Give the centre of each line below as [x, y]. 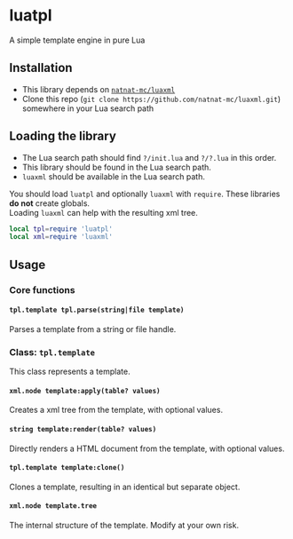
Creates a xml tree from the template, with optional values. [116, 410]
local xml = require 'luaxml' [61, 237]
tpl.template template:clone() [67, 468]
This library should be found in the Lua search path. [116, 167]
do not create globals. [50, 203]
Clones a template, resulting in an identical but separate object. [125, 487]
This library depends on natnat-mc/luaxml [99, 89]
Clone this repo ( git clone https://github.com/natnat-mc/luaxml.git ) [151, 99]
